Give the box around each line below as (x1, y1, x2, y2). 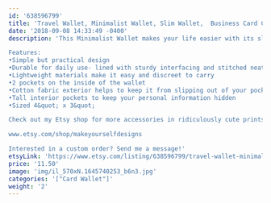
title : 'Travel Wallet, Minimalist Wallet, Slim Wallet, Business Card (8, 19, 258, 27)
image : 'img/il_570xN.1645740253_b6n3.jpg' (8, 167, 157, 176)
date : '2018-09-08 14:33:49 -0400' (8, 27, 128, 35)
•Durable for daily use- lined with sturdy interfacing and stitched (8, 64, 248, 72)
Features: (8, 49, 42, 57)
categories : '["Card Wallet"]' (8, 175, 114, 183)
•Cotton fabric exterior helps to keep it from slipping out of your (8, 86, 248, 94)
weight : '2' (8, 182, 48, 190)
